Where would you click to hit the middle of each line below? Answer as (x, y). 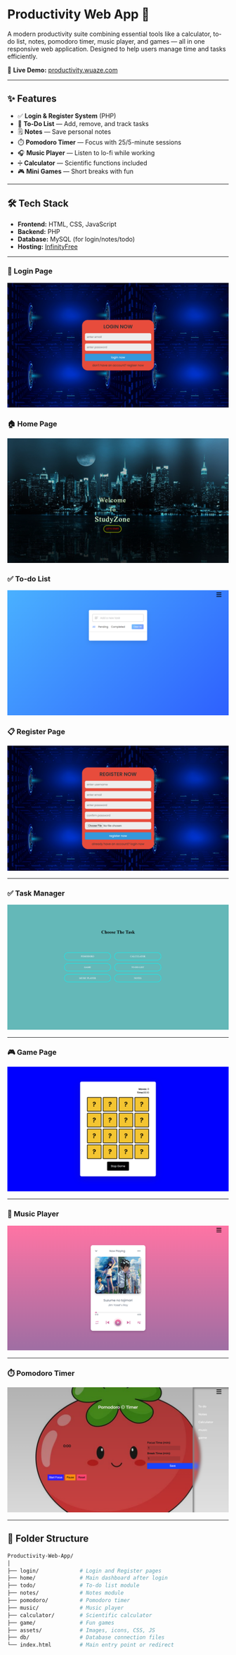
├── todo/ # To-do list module (73, 1586)
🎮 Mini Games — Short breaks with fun (75, 171)
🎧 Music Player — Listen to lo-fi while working (86, 153)
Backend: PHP (39, 231)
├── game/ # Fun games (61, 1623)
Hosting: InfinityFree (48, 247)
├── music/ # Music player (66, 1608)
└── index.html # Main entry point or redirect (91, 1645)
